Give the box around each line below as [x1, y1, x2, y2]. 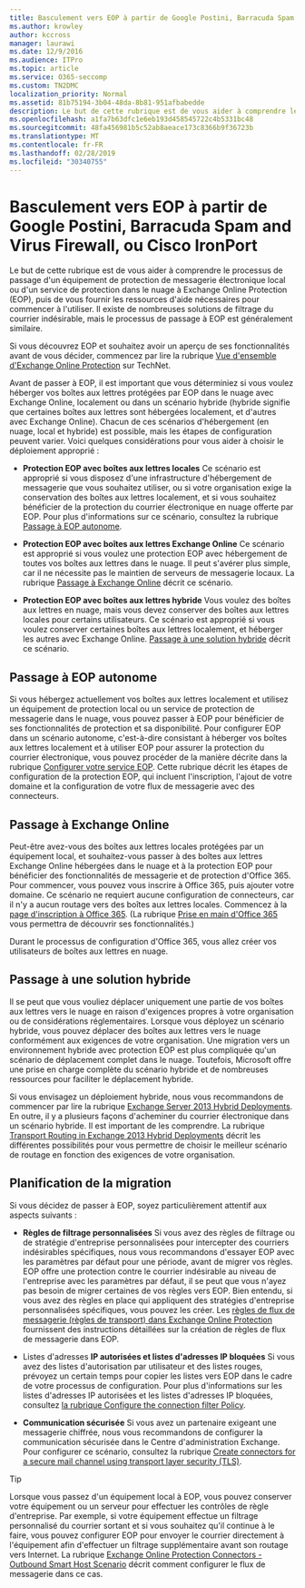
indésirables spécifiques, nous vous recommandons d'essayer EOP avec [22, 1246, 295, 1257]
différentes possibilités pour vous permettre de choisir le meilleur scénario [9, 1139, 288, 1150]
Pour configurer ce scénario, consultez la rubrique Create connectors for [22, 1446, 296, 1457]
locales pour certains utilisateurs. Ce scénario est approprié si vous [22, 614, 275, 625]
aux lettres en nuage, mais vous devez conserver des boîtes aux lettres [22, 604, 290, 615]
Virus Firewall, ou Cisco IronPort [9, 235, 258, 256]
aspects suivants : [9, 1209, 77, 1220]
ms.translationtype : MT [9, 132, 100, 141]
